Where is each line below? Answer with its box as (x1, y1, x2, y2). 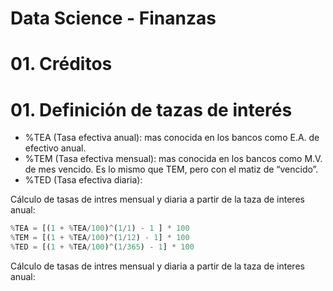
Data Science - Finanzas (10, 7, 217, 30)
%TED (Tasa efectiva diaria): (24, 174, 143, 186)
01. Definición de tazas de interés (10, 98, 293, 121)
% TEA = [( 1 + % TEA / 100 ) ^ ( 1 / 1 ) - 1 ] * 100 (10, 223, 190, 234)
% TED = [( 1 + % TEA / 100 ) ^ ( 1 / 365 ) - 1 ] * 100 (10, 242, 195, 252)
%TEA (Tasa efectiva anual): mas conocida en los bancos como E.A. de (24, 132, 320, 144)
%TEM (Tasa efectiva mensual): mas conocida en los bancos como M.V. (24, 153, 323, 165)
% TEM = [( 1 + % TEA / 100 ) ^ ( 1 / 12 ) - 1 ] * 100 (10, 233, 190, 243)
